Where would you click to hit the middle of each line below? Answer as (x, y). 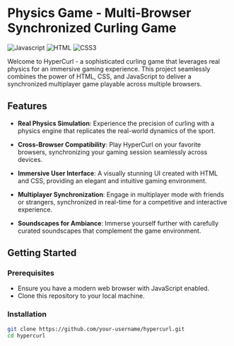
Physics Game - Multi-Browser (99, 13)
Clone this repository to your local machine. (81, 296)
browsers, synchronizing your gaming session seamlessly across (112, 152)
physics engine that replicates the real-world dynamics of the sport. (116, 131)
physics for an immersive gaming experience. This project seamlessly (109, 69)
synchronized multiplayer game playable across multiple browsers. (105, 83)
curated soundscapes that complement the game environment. (109, 231)
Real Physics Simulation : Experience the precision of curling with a (116, 123)
